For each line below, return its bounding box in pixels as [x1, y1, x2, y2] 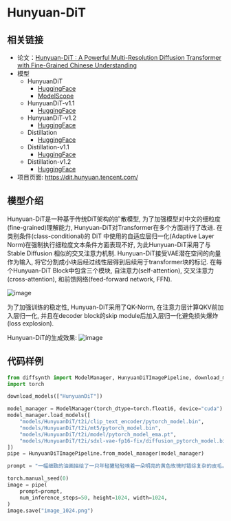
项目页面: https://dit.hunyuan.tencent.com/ [16, 173, 139, 181]
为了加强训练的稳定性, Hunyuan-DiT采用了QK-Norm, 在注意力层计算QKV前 [7, 303, 218, 311]
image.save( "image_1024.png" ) [7, 507, 94, 514]
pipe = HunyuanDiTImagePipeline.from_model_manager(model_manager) [7, 450, 205, 457]
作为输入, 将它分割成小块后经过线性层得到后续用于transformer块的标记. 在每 [7, 257, 222, 266]
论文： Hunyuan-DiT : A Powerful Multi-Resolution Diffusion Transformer [16, 54, 222, 61]
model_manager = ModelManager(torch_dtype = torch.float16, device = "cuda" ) [7, 405, 223, 412]
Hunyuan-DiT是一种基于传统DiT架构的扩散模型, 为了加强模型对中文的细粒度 [7, 215, 221, 223]
